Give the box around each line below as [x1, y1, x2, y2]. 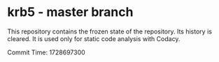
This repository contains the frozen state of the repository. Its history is [7, 27, 212, 36]
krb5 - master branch [7, 4, 134, 20]
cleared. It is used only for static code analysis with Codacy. [7, 34, 181, 42]
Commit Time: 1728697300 [7, 48, 85, 56]
